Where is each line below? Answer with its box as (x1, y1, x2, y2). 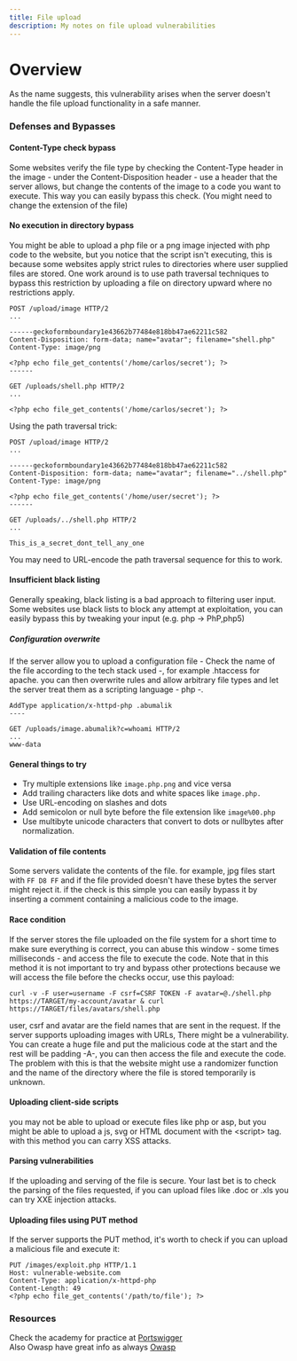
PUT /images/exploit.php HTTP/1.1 (9, 1261, 137, 1270)
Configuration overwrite (9, 633, 100, 644)
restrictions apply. (9, 287, 75, 297)
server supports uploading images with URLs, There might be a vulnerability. (9, 1029, 289, 1040)
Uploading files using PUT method (9, 1215, 138, 1225)
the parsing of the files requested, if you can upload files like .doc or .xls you (9, 1184, 290, 1195)
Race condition (9, 914, 66, 924)
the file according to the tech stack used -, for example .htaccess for (9, 665, 261, 675)
